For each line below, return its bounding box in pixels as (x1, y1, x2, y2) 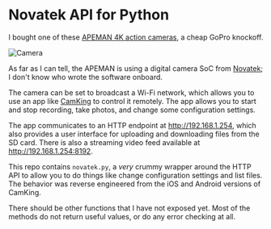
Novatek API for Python (8, 6, 170, 24)
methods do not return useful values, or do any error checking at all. (8, 211, 236, 221)
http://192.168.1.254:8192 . (8, 146, 93, 156)
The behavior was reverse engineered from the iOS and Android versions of (8, 179, 261, 189)
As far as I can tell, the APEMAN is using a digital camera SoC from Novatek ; (8, 63, 264, 73)
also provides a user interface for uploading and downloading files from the (8, 129, 260, 139)
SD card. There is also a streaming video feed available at (8, 137, 201, 147)
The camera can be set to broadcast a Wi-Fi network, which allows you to (8, 87, 255, 98)
